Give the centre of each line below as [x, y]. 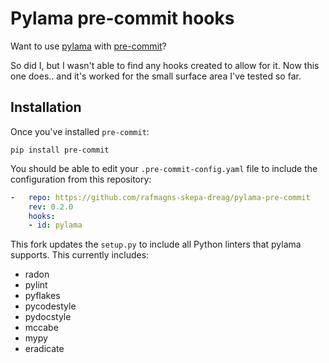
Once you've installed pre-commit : [80, 131]
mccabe [41, 328]
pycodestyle [50, 306]
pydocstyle [48, 317]
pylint [36, 285]
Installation [46, 107]
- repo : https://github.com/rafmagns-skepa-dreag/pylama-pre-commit [160, 197]
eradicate [44, 349]
